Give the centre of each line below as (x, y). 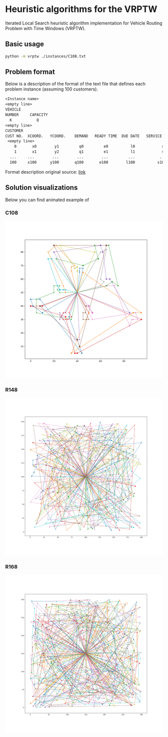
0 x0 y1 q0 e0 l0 (75, 147)
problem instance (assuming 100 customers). (52, 89)
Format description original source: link (45, 172)
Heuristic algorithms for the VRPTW (81, 9)
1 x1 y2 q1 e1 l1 (75, 152)
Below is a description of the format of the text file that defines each (75, 84)
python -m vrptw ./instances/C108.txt (45, 56)
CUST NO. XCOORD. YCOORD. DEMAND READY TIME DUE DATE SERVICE (84, 136)
